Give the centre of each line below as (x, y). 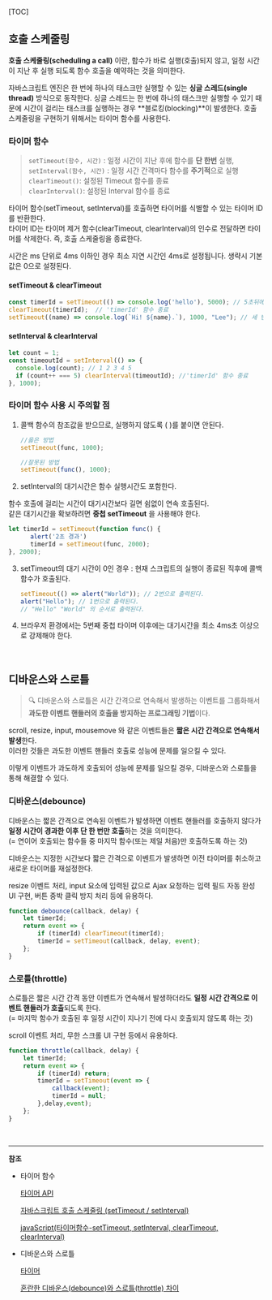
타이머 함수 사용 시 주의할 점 (59, 405)
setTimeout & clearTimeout (55, 285)
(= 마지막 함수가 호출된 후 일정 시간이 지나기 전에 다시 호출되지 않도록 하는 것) (131, 1017)
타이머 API (37, 1193)
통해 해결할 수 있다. (38, 778)
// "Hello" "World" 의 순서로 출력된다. (82, 609)
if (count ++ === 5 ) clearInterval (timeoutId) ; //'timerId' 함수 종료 (132, 376)
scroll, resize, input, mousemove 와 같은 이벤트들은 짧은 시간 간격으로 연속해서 (134, 731)
